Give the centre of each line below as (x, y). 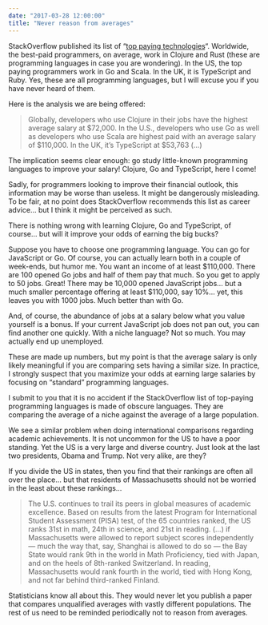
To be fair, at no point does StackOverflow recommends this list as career (129, 201)
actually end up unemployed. (56, 341)
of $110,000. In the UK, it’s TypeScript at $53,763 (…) (115, 145)
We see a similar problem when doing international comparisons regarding (131, 430)
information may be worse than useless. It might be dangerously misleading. (134, 193)
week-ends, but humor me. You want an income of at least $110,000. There (132, 266)
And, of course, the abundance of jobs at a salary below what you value (127, 316)
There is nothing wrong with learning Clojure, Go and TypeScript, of (120, 225)
